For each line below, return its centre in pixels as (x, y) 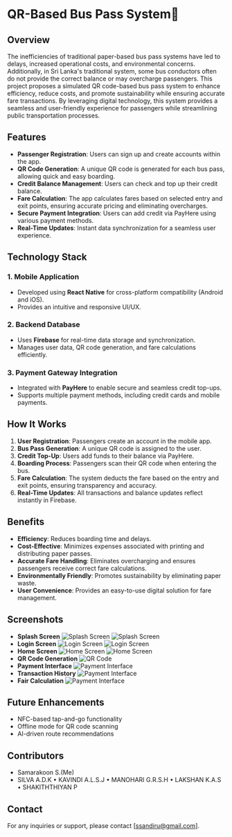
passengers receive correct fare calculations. (82, 568)
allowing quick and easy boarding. (66, 176)
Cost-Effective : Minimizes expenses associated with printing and (110, 546)
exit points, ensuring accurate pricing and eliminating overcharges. (113, 206)
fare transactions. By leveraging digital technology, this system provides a (113, 101)
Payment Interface (45, 665)
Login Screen (37, 644)
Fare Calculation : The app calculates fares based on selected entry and (120, 198)
